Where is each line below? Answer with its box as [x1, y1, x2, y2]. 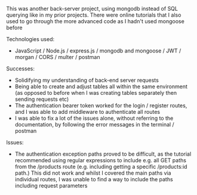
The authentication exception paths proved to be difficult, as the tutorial [14, 150, 192, 157]
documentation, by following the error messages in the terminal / [14, 121, 174, 128]
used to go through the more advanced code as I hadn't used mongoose [6, 18, 185, 24]
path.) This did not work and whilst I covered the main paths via [14, 169, 171, 177]
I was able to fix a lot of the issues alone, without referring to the [14, 114, 174, 122]
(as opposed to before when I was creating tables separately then [14, 89, 177, 96]
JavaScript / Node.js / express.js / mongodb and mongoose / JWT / [14, 47, 181, 54]
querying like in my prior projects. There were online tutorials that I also [6, 11, 181, 18]
